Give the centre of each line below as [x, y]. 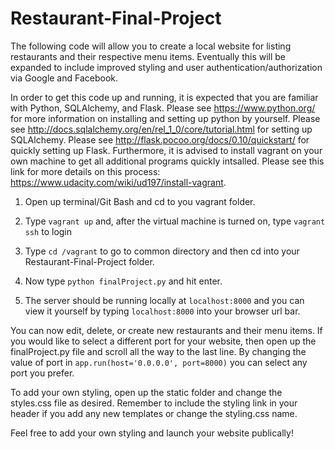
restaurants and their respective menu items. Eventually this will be [148, 56]
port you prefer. [42, 373]
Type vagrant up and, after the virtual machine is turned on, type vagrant [175, 221]
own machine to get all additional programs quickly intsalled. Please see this [167, 161]
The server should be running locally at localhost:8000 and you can [164, 300]
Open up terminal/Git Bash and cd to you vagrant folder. [140, 201]
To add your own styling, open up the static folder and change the [146, 392]
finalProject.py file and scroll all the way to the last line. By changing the [158, 351]
